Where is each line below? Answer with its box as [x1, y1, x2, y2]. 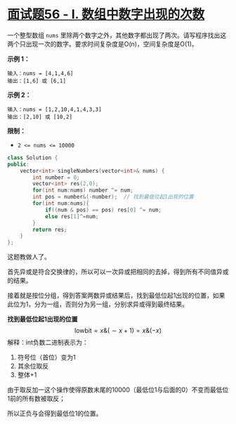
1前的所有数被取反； [7, 395, 65, 403]
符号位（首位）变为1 [17, 353, 76, 362]
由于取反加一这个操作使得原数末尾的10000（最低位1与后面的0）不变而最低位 [7, 385, 229, 394]
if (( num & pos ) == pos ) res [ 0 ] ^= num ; [44, 206, 162, 213]
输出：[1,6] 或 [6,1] [7, 77, 67, 84]
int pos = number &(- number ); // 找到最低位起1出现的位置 [32, 194, 195, 201]
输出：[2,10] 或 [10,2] [7, 113, 72, 120]
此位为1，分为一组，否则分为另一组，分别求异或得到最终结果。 [7, 300, 188, 309]
